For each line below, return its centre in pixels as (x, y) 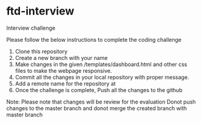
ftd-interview (40, 11)
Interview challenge (31, 28)
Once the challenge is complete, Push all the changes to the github (99, 90)
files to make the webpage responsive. (63, 70)
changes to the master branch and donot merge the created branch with (96, 108)
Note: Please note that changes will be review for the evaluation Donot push (101, 102)
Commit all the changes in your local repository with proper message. (102, 77)
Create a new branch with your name (61, 58)
